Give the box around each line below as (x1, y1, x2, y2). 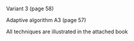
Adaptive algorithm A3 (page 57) (6, 17, 86, 23)
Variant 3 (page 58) (6, 5, 54, 12)
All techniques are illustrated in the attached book (6, 28, 128, 35)
